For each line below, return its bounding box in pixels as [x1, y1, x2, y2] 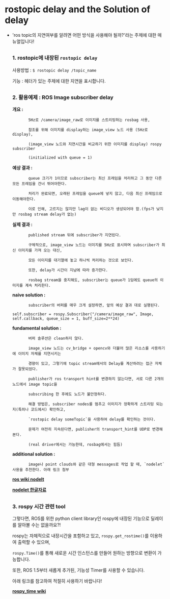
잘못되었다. [18, 366, 38, 372]
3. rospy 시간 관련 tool [12, 503, 66, 510]
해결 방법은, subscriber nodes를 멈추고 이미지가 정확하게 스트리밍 [28, 402, 154, 407]
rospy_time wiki [12, 588, 46, 594]
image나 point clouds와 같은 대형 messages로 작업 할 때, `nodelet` [28, 462, 165, 467]
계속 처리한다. [24, 283, 51, 288]
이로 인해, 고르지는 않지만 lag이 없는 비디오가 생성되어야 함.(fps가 [28, 207, 155, 212]
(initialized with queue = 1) [28, 155, 93, 160]
